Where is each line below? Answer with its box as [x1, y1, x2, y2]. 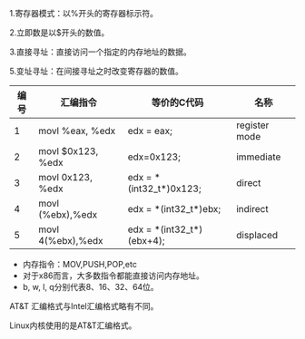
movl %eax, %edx [37, 125, 116, 137]
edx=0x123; [127, 150, 182, 163]
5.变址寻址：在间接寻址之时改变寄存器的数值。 [9, 66, 183, 76]
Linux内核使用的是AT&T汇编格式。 [9, 320, 137, 331]
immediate [235, 150, 281, 163]
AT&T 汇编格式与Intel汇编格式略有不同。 [9, 301, 159, 311]
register [235, 119, 270, 131]
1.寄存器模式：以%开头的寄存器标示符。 [9, 8, 159, 18]
